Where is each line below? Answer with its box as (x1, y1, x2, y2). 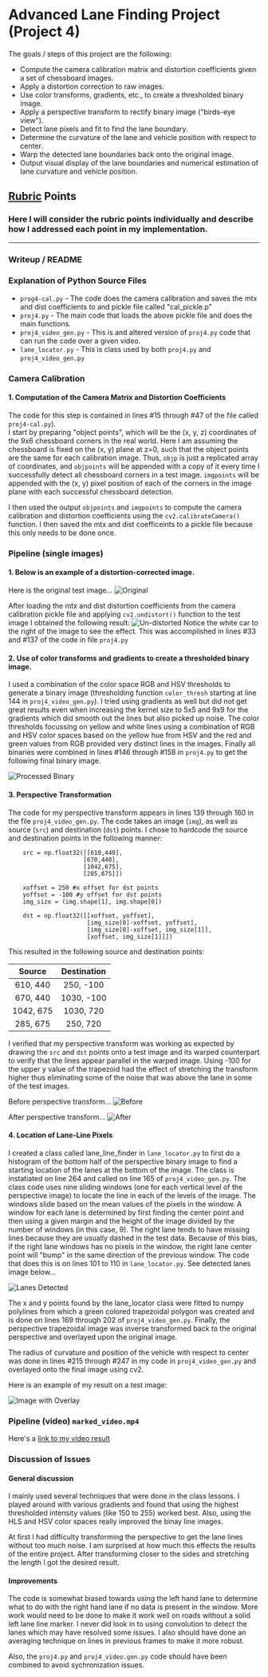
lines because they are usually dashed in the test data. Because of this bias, (8, 1233, 258, 1243)
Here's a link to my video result (8, 1434, 110, 1443)
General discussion (8, 1473, 74, 1483)
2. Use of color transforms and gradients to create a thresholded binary (8, 653, 250, 663)
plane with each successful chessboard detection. (8, 486, 174, 497)
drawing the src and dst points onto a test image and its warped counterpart (8, 1047, 260, 1056)
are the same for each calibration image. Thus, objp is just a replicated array (8, 453, 259, 462)
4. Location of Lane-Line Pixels (8, 1130, 113, 1140)
